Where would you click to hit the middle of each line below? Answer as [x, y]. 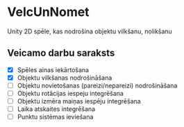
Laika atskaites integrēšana [56, 109]
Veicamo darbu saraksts [61, 53]
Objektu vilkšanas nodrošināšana [65, 78]
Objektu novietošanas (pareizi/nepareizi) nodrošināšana [97, 85]
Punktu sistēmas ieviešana [55, 117]
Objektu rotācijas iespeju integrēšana [70, 93]
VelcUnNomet [48, 12]
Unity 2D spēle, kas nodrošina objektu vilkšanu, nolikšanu [90, 31]
